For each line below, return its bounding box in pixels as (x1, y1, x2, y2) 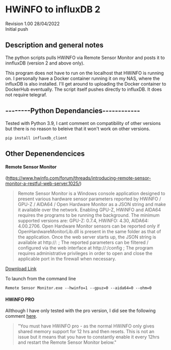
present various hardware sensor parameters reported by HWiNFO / (17, 196, 161, 202)
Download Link (5, 265, 37, 272)
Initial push (5, 26, 29, 32)
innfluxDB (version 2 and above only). (5, 60, 85, 66)
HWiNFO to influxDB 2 (5, 4, 101, 15)
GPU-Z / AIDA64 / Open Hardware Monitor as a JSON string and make (17, 201, 166, 208)
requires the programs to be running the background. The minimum (17, 212, 160, 218)
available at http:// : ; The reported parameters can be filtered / (17, 239, 149, 245)
